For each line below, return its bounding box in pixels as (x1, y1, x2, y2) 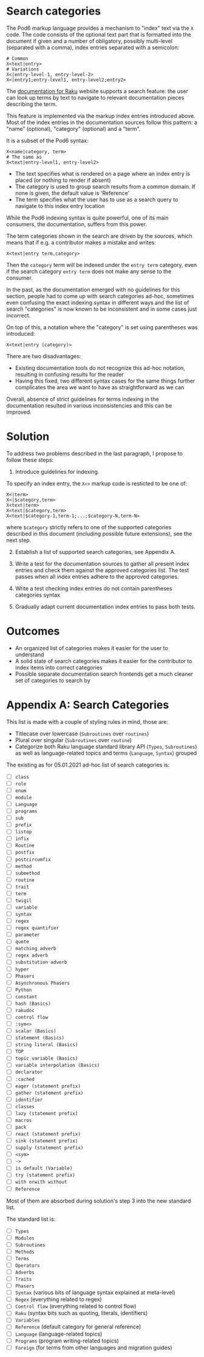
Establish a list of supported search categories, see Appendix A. (15, 548, 176, 555)
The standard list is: (6, 1215, 56, 1223)
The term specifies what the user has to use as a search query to (15, 196, 178, 203)
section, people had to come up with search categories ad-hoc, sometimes (6, 292, 194, 299)
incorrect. (6, 311, 31, 319)
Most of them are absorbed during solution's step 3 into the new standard (6, 1197, 191, 1204)
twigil (15, 897, 32, 904)
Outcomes (6, 625, 60, 638)
